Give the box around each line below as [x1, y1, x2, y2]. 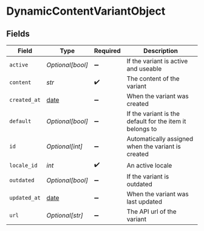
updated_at [9, 194, 41, 201]
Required [93, 47, 121, 55]
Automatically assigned [126, 135, 193, 143]
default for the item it [126, 117, 186, 126]
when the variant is [126, 142, 181, 151]
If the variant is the [126, 110, 180, 118]
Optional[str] [46, 211, 83, 219]
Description [143, 47, 178, 55]
